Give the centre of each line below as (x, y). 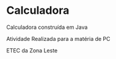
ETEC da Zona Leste (32, 50)
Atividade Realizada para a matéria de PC (59, 39)
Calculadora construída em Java (47, 27)
